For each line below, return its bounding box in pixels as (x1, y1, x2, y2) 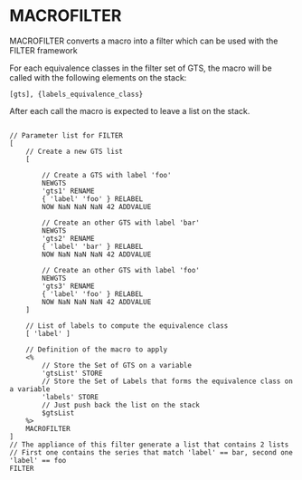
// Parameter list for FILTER (9, 130, 124, 140)
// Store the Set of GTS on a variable (42, 360, 193, 370)
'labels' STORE (42, 392, 99, 401)
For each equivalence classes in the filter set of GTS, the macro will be (9, 62, 273, 73)
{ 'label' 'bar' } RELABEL (42, 242, 144, 251)
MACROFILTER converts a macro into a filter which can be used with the (9, 35, 278, 46)
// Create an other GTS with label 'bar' (42, 218, 201, 227)
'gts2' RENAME (42, 234, 95, 243)
